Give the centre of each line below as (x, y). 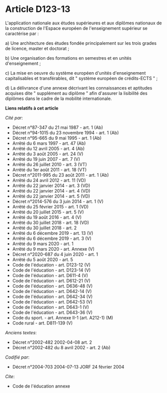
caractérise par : (22, 33)
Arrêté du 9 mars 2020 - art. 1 (43, 244)
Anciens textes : (21, 332)
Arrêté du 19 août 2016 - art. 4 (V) (47, 217)
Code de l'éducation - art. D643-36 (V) (52, 312)
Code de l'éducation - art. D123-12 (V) (51, 265)
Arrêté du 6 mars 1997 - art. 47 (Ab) (49, 143)
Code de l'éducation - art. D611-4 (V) (50, 275)
